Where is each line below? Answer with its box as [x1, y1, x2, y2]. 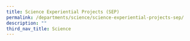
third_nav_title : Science [6, 25, 71, 32]
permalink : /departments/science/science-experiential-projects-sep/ [6, 14, 185, 20]
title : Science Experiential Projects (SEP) [6, 8, 120, 15]
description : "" [6, 20, 47, 26]
